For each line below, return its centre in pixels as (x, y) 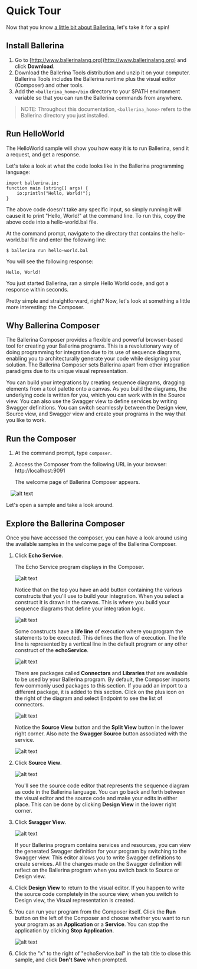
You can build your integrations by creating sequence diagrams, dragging (96, 382)
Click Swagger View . (40, 822)
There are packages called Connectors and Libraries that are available (101, 673)
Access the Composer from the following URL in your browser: (91, 464)
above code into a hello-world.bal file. (52, 222)
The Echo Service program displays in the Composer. (79, 567)
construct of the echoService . (52, 650)
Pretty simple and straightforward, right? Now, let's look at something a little (98, 301)
